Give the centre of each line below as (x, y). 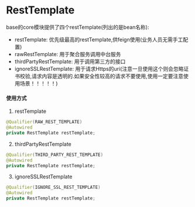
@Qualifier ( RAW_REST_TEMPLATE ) (44, 122)
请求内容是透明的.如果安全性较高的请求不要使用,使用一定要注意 (107, 76)
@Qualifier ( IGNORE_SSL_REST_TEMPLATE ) (53, 188)
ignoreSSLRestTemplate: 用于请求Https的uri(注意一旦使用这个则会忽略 (99, 68)
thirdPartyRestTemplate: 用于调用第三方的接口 (70, 61)
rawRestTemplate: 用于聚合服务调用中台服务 (68, 54)
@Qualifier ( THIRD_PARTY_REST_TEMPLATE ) (55, 155)
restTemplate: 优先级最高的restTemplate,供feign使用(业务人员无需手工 (99, 39)
